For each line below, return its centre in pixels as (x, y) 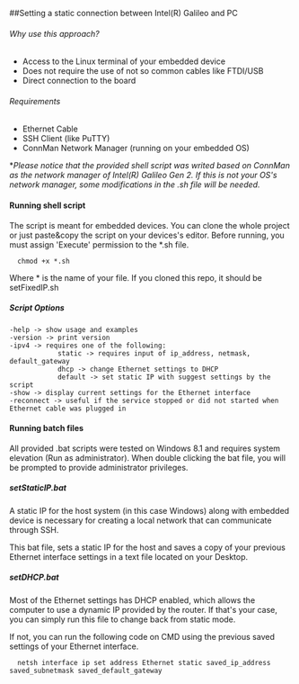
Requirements (35, 101)
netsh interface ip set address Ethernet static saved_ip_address (144, 662)
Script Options (37, 308)
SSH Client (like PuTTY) (66, 139)
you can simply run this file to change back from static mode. (123, 619)
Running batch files (46, 428)
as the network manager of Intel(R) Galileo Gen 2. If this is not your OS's (143, 175)
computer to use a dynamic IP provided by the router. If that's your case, (144, 609)
